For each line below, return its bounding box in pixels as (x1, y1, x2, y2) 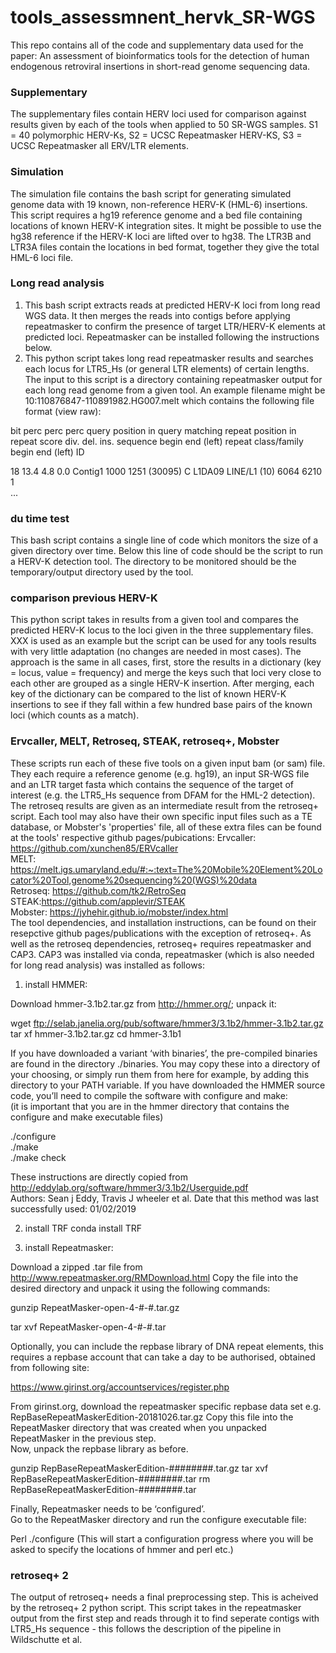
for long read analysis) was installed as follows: (10, 959, 206, 971)
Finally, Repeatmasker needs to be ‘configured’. (10, 1502, 206, 1515)
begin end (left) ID (10, 446, 85, 458)
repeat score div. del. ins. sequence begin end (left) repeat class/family (10, 435, 304, 447)
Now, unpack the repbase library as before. (10, 1442, 189, 1455)
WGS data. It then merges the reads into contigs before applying (24, 309, 291, 321)
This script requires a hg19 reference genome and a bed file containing (10, 209, 303, 221)
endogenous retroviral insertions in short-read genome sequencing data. (10, 60, 311, 72)
